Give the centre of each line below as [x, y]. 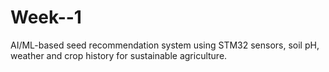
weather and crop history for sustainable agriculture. [119, 55]
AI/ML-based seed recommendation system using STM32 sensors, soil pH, [165, 45]
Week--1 [46, 17]
